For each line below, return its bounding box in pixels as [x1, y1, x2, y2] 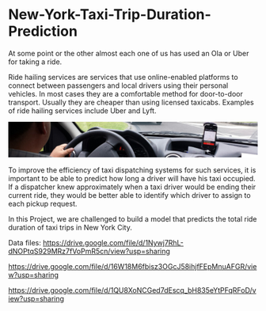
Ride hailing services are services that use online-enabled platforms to [8, 72, 239, 82]
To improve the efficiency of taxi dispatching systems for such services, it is [8, 165, 256, 175]
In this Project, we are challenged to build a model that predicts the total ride [8, 214, 257, 223]
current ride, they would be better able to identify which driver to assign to [8, 190, 251, 199]
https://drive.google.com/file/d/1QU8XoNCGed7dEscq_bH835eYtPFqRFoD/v [8, 285, 256, 294]
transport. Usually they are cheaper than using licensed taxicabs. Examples [8, 97, 255, 107]
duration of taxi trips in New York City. [8, 222, 132, 232]
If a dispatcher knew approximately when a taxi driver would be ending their [8, 182, 256, 192]
